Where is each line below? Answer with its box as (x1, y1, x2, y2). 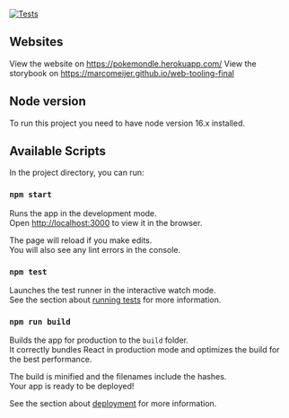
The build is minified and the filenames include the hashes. (9, 371, 227, 382)
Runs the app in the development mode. (9, 207, 157, 219)
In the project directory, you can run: (9, 167, 144, 179)
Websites (9, 34, 64, 49)
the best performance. (9, 354, 92, 365)
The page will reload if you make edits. (9, 234, 153, 246)
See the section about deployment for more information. (9, 398, 217, 409)
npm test (9, 266, 48, 277)
